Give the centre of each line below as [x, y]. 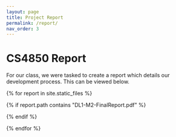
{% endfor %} [24, 129]
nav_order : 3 [23, 29]
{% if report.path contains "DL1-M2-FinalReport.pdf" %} [76, 105]
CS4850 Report [46, 59]
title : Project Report [35, 18]
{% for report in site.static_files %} [49, 94]
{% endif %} [22, 117]
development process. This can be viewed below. [68, 81]
